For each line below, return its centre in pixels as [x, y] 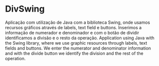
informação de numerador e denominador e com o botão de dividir [72, 33]
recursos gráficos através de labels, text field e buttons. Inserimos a [73, 27]
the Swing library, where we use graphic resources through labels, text [76, 43]
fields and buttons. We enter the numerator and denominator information [78, 48]
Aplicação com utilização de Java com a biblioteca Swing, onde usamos [78, 22]
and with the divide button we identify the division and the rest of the [74, 53]
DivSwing [25, 9]
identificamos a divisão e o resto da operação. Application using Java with [80, 38]
